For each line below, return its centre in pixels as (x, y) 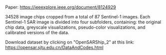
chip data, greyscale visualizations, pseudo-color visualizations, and (75, 27)
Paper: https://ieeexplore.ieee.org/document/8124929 (61, 7)
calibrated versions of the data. (37, 32)
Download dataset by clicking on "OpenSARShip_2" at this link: (70, 42)
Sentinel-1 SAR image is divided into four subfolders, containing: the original (83, 22)
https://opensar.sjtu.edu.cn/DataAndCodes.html (54, 47)
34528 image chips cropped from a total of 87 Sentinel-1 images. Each (78, 17)
